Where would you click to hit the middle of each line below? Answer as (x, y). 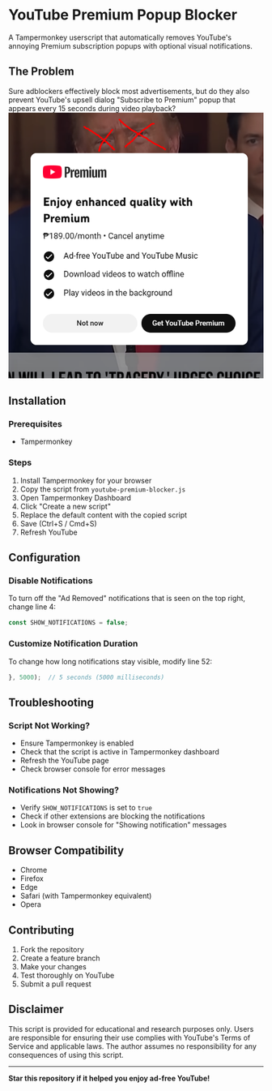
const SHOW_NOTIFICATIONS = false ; (68, 623)
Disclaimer (36, 1009)
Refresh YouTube (49, 532)
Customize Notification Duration (73, 644)
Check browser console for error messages (93, 769)
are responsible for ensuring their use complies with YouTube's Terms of (130, 1037)
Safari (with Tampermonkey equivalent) (86, 896)
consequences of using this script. (66, 1054)
